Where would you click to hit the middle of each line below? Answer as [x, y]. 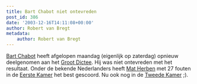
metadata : [18, 34]
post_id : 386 [22, 17]
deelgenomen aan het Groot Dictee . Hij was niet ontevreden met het [89, 62]
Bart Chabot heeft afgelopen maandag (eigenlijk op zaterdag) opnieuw [93, 56]
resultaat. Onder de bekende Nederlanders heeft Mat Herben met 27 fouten [99, 68]
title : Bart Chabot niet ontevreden [51, 12]
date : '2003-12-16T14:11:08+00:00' [50, 22]
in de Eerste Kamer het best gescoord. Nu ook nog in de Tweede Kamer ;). [97, 75]
